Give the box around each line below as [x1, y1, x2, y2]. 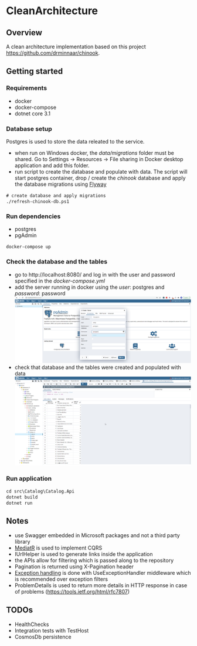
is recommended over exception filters [14, 575, 108, 582]
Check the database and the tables [6, 258, 107, 266]
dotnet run [6, 500, 33, 506]
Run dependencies [6, 212, 61, 220]
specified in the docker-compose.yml [14, 277, 106, 284]
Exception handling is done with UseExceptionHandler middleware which [14, 569, 192, 576]
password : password [14, 289, 66, 297]
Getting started [6, 66, 63, 76]
